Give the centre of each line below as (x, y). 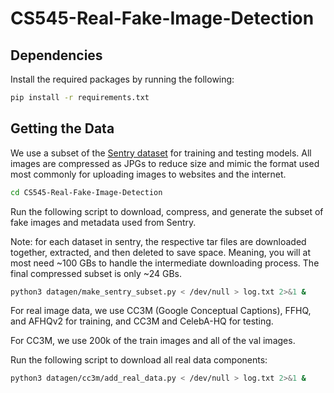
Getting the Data (62, 128)
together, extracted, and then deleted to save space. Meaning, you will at (160, 252)
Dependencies (56, 55)
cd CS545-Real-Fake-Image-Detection (86, 192)
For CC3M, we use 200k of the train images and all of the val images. (153, 341)
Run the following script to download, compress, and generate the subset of (167, 211)
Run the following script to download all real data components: (139, 360)
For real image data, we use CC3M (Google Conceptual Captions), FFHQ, (161, 311)
